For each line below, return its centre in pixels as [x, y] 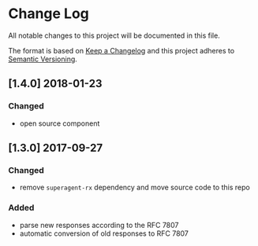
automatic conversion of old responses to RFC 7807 [104, 233]
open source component [60, 123]
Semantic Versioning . [43, 59]
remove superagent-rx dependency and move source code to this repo [135, 187]
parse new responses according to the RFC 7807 [99, 225]
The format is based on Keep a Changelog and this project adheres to [122, 50]
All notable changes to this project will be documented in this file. [114, 35]
